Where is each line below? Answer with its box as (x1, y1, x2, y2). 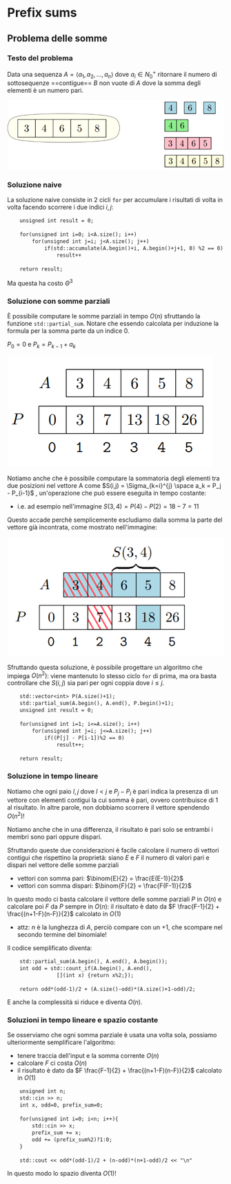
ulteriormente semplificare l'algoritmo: (7, 1038, 116, 1046)
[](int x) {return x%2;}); (56, 972, 134, 979)
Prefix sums (7, 5, 77, 21)
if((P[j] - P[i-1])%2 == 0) (43, 735, 125, 742)
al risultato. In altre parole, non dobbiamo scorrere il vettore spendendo (7, 803, 210, 812)
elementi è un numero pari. (7, 86, 84, 95)
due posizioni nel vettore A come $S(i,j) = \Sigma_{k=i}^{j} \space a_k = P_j (7, 481, 222, 489)
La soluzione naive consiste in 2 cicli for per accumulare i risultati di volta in (7, 196, 223, 204)
